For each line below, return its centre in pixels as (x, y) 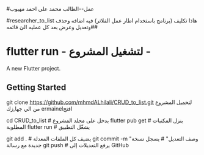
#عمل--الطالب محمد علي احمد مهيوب (50, 9)
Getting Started (36, 88)
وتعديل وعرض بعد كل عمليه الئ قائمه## (52, 27)
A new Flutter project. (34, 68)
